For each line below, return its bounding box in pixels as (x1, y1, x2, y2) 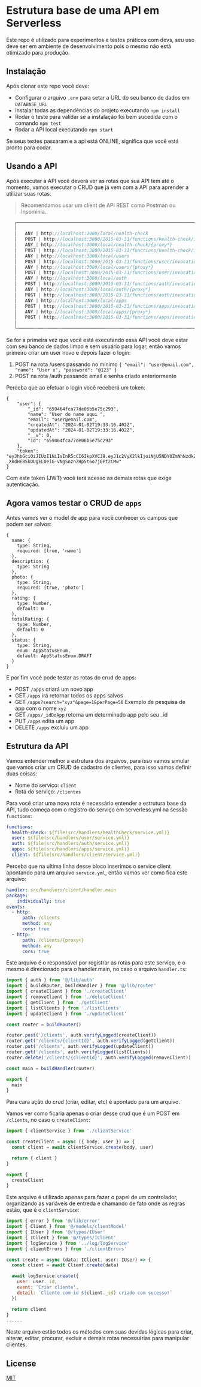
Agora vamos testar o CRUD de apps (6, 498, 142, 508)
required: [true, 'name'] (17, 547, 82, 554)
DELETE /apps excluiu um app (14, 724, 89, 731)
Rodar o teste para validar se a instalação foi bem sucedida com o (14, 113, 178, 120)
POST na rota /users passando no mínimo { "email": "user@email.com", (14, 361, 194, 368)
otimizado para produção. (6, 49, 70, 56)
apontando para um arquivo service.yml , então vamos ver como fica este (6, 868, 188, 876)
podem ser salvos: (6, 520, 52, 528)
